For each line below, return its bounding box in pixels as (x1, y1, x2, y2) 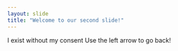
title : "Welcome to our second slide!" (7, 17, 125, 24)
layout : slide (7, 10, 49, 17)
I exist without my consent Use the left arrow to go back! (7, 36, 171, 44)
